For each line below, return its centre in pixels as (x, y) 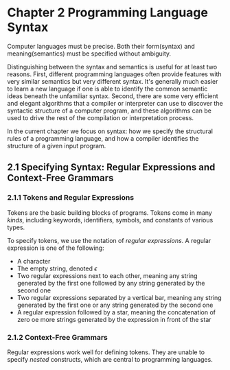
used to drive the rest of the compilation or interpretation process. (101, 117)
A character (34, 261)
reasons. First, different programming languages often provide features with (114, 74)
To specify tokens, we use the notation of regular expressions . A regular (109, 240)
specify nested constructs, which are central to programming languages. (110, 359)
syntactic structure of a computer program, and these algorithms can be (109, 111)
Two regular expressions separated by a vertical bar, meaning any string (119, 297)
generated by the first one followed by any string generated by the (111, 283)
